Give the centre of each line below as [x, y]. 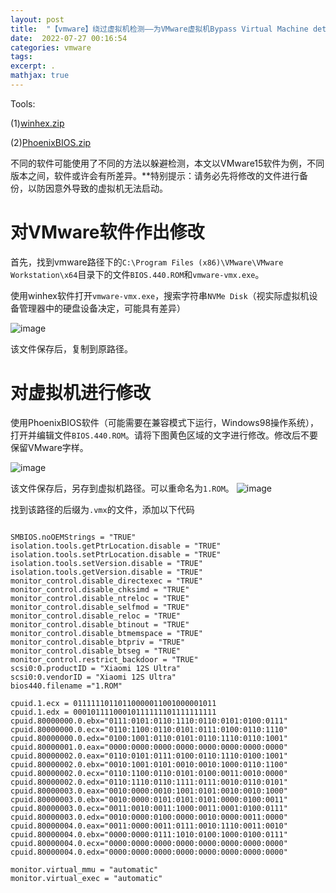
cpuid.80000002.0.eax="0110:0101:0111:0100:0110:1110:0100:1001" [149, 756]
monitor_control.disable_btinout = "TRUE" [100, 624]
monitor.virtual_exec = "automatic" [86, 878]
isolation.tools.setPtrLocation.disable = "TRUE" [116, 554]
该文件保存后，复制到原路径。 [71, 348]
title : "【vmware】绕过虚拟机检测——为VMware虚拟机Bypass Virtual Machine [159, 29]
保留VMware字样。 [49, 447]
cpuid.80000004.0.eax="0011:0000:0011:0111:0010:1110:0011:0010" [149, 826]
